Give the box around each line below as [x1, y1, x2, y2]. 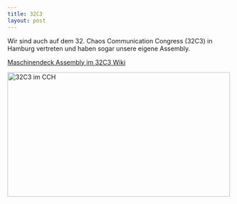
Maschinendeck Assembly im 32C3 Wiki [7, 58, 126, 66]
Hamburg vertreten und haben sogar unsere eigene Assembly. [7, 44, 191, 53]
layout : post [7, 17, 46, 24]
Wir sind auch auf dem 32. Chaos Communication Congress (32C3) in [7, 36, 213, 45]
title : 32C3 [7, 10, 43, 18]
